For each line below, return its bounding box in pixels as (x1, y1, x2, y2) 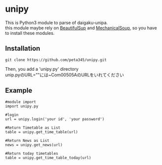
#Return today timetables (5, 151, 58, 156)
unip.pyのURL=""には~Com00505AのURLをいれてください (5, 72, 124, 78)
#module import (5, 99, 36, 104)
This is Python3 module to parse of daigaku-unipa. (5, 20, 108, 26)
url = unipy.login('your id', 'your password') (5, 116, 105, 121)
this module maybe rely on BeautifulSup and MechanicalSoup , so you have (5, 25, 157, 30)
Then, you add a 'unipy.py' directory (5, 66, 79, 72)
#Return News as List (5, 138, 50, 143)
